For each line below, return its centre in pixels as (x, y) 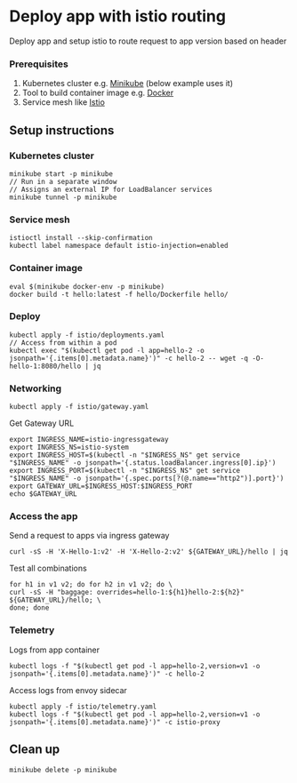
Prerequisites (39, 64)
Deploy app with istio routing (118, 16)
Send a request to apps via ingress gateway (89, 536)
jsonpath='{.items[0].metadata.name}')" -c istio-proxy (115, 722)
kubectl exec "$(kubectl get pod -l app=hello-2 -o (107, 350)
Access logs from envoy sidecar (68, 690)
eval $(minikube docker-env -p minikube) (87, 286)
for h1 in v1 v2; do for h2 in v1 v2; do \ (91, 585)
